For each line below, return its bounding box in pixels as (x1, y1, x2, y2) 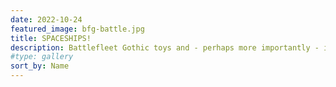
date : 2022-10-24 (10, 14, 83, 25)
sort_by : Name (10, 61, 70, 71)
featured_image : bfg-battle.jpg (10, 24, 145, 34)
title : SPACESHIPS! (10, 33, 92, 43)
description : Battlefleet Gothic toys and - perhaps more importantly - (10, 42, 320, 53)
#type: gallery (10, 52, 74, 62)
